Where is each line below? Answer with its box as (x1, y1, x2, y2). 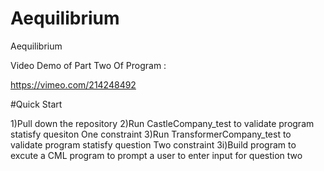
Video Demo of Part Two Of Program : (10, 59, 167, 71)
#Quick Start (10, 98, 63, 110)
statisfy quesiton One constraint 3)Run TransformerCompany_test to (10, 128, 292, 140)
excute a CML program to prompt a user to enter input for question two (10, 149, 303, 161)
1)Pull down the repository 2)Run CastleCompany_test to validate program (10, 117, 315, 129)
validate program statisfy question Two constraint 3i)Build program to (10, 138, 297, 151)
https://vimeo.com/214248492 (10, 78, 137, 91)
